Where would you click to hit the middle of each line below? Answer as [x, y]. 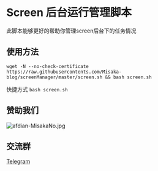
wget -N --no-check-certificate [47, 66]
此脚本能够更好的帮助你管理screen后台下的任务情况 [71, 31]
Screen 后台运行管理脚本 [69, 13]
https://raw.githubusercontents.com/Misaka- [64, 72]
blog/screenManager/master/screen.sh [55, 77]
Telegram [18, 161]
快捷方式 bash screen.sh [37, 89]
